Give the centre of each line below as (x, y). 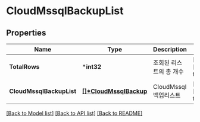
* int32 (92, 67)
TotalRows (24, 67)
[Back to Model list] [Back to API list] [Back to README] (74, 113)
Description (170, 49)
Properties (26, 33)
